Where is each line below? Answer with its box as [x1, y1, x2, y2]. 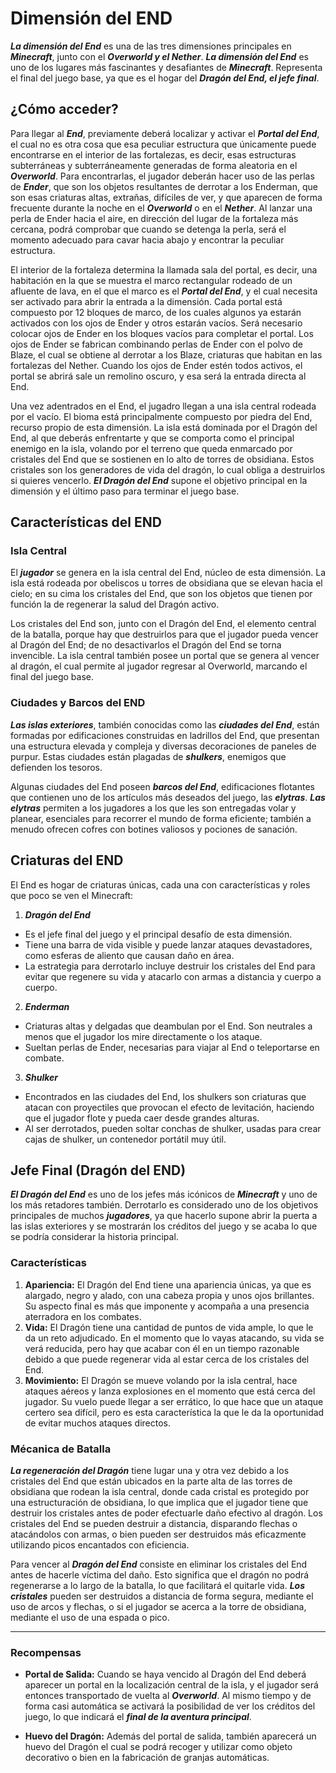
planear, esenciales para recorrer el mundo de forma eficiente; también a [10, 812, 312, 824]
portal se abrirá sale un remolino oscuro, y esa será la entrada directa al [10, 370, 307, 382]
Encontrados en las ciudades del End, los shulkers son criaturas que [24, 1090, 307, 1102]
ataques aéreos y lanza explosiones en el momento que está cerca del [24, 1385, 316, 1397]
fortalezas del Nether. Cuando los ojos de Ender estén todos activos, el [10, 359, 303, 371]
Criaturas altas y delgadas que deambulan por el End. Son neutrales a [24, 1020, 313, 1032]
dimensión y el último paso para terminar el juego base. [10, 485, 240, 497]
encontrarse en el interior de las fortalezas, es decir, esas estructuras [10, 148, 297, 161]
